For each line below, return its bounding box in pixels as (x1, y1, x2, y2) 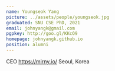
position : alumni (6, 42, 49, 48)
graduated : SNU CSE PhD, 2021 (6, 20, 81, 25)
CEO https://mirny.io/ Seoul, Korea (6, 57, 90, 65)
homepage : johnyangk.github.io (6, 36, 83, 42)
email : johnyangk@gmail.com (6, 25, 75, 31)
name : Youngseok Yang (6, 8, 60, 15)
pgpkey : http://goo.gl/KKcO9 (6, 31, 78, 37)
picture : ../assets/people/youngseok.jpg (6, 14, 110, 20)
